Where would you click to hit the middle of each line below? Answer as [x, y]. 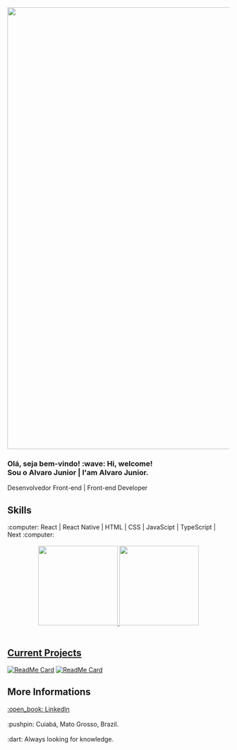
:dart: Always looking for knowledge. [61, 739]
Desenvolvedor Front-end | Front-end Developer [78, 488]
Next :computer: [31, 535]
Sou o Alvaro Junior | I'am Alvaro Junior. [78, 472]
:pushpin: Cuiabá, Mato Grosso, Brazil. [63, 724]
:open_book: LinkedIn [39, 709]
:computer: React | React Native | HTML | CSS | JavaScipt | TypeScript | [112, 527]
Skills [19, 510]
